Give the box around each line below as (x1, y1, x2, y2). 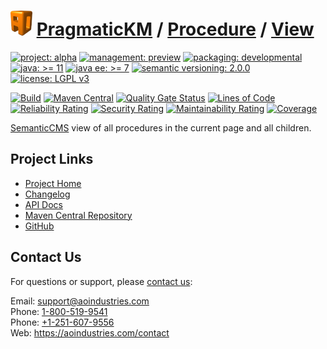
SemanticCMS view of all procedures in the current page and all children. (10, 121, 312, 134)
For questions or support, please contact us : (10, 275, 193, 287)
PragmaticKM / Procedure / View (36, 18, 315, 41)
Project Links (10, 151, 94, 168)
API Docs (24, 198, 63, 210)
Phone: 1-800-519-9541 (10, 305, 108, 317)
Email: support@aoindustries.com (10, 295, 150, 307)
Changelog (24, 188, 71, 200)
